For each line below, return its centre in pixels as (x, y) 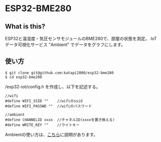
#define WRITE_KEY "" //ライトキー (42, 125)
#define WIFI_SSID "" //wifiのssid (44, 101)
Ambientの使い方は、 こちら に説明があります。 (51, 134)
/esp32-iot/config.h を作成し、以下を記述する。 (53, 87)
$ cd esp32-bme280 (24, 77)
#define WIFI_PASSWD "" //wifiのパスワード (48, 106)
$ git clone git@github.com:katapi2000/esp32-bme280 (59, 73)
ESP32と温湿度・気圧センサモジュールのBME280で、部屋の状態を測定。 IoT (81, 39)
